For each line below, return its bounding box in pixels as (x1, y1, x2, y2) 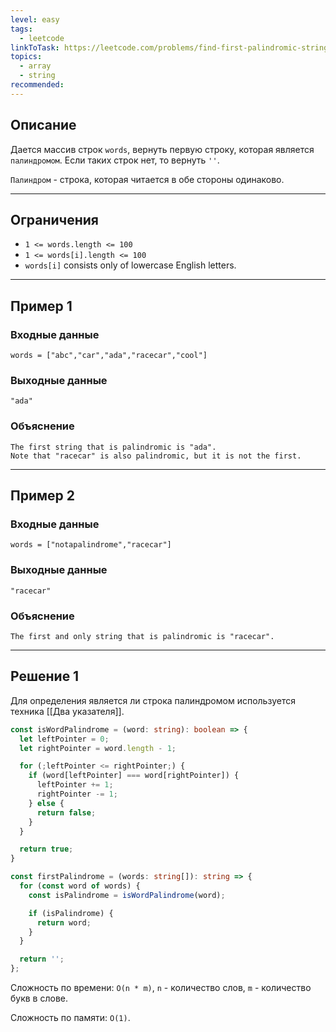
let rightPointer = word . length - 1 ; (19, 743, 177, 753)
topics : (10, 52, 43, 62)
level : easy (10, 14, 60, 25)
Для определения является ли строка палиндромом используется (10, 694, 296, 706)
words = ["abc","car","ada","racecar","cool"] (10, 351, 208, 361)
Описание (10, 117, 77, 134)
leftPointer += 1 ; (36, 780, 114, 790)
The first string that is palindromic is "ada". (10, 442, 217, 452)
